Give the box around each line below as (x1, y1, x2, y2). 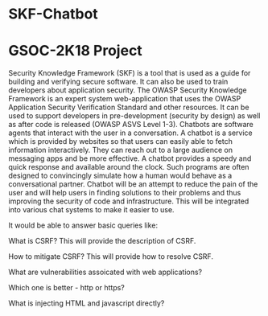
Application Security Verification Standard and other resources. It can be (8, 102, 249, 113)
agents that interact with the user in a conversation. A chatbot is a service (8, 128, 253, 137)
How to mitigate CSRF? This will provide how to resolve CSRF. (8, 252, 213, 261)
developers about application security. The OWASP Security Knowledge (8, 85, 247, 95)
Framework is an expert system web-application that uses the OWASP (8, 94, 241, 104)
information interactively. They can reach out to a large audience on (8, 146, 233, 155)
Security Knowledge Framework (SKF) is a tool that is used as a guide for (8, 68, 251, 78)
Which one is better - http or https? (8, 283, 125, 293)
